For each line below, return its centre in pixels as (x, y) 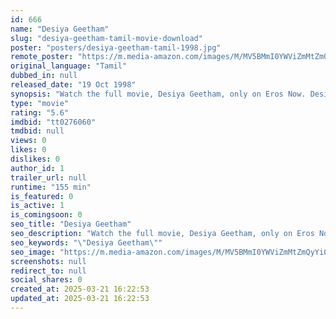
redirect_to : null (48, 271)
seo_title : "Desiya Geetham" (71, 224)
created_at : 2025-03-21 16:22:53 (80, 289)
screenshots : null (48, 261)
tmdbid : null (37, 131)
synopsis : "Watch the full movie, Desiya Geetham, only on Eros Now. (158, 94)
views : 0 (28, 141)
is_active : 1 (37, 206)
